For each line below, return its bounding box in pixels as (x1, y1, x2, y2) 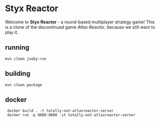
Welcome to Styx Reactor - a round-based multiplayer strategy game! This (5, 19, 155, 25)
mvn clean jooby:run (5, 56, 47, 61)
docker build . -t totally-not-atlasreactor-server (7, 108, 114, 113)
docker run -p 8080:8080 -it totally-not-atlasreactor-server (7, 113, 136, 118)
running (5, 43, 30, 52)
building (5, 70, 31, 78)
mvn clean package (5, 82, 42, 87)
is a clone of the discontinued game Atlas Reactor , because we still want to (5, 24, 155, 30)
